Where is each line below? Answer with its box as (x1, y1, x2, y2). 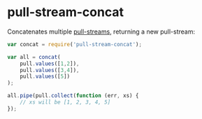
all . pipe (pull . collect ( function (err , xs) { (7, 92, 139, 99)
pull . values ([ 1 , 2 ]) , (20, 60, 80, 67)
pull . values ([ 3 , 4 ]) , (20, 66, 80, 73)
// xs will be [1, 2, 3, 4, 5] (20, 99, 111, 106)
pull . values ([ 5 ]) (20, 73, 71, 80)
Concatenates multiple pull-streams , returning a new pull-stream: (7, 27, 196, 36)
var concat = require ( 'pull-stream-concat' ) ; (7, 41, 142, 48)
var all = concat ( (7, 53, 61, 60)
